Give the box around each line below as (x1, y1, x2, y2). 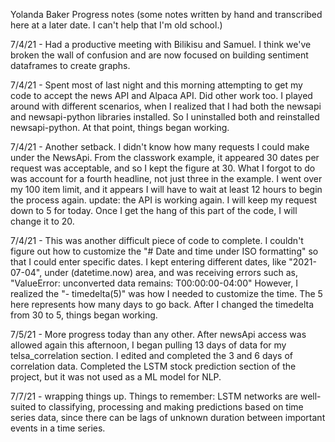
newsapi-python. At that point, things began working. (10, 122, 230, 133)
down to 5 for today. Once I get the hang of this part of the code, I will (10, 205, 298, 216)
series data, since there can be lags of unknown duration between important (10, 412, 326, 423)
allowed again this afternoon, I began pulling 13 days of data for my (10, 339, 287, 351)
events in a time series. (10, 422, 106, 434)
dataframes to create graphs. (10, 60, 131, 71)
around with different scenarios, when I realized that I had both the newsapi (10, 100, 322, 112)
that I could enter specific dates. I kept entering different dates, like (10, 256, 287, 268)
